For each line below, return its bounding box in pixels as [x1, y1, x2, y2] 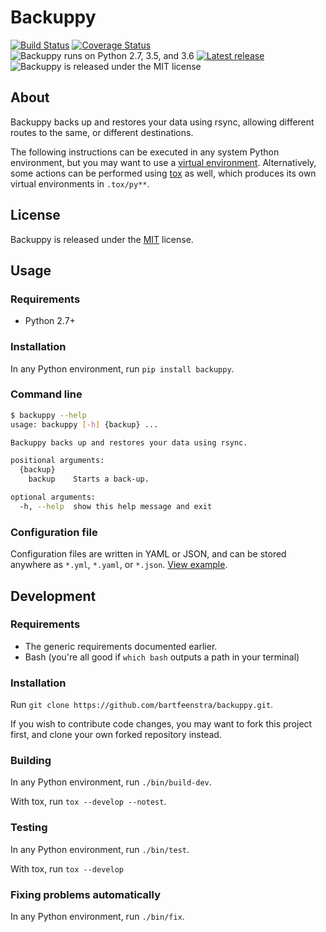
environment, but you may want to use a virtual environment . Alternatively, [10, 156, 317, 168]
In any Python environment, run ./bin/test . [10, 843, 190, 855]
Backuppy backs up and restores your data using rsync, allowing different [10, 116, 315, 128]
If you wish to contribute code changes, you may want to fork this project [10, 718, 313, 730]
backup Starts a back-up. [28, 474, 150, 485]
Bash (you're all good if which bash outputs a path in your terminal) [24, 651, 300, 663]
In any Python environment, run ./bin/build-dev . [10, 776, 212, 788]
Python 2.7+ [24, 315, 76, 327]
